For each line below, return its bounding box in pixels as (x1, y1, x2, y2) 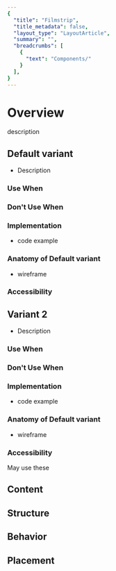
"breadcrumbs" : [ (13, 42, 64, 49)
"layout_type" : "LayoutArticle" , (13, 29, 110, 37)
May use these (7, 463, 50, 472)
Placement (7, 554, 55, 566)
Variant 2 (7, 308, 48, 320)
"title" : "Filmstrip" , (13, 17, 79, 24)
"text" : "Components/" (25, 56, 92, 63)
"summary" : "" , (13, 36, 58, 43)
